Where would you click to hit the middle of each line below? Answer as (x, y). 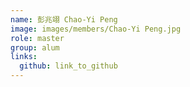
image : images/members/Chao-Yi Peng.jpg (96, 29)
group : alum (35, 47)
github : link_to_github (68, 66)
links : (24, 57)
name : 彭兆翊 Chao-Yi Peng (64, 19)
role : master (37, 38)
